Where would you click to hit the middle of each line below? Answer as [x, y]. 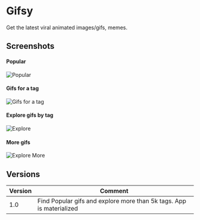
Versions [23, 174]
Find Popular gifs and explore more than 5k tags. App [112, 201]
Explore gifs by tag [30, 115]
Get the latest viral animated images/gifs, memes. [67, 27]
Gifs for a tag [23, 88]
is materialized [58, 208]
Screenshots [30, 46]
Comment [114, 191]
